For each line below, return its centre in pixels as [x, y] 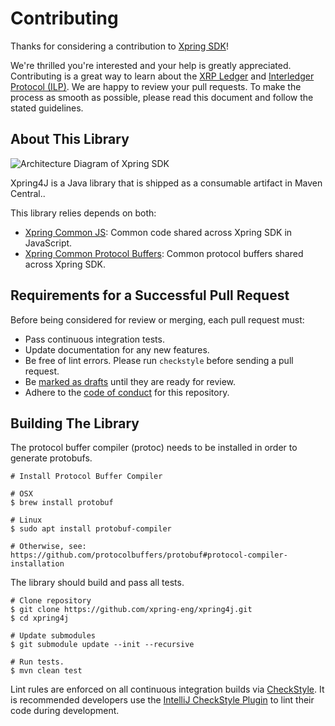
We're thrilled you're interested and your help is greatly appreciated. [151, 65]
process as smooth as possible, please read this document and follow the [162, 97]
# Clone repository [51, 601]
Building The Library [75, 423]
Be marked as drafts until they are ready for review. [130, 381]
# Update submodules [53, 636]
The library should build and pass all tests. [97, 583]
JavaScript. [48, 243]
